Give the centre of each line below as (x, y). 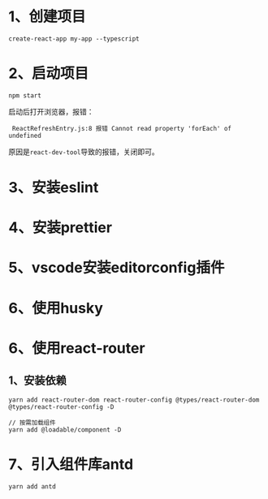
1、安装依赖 (38, 381)
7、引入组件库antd (71, 464)
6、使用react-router (77, 348)
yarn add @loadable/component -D (65, 430)
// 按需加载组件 (32, 423)
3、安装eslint (54, 188)
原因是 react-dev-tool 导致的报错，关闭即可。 (84, 152)
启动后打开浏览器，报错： (51, 111)
